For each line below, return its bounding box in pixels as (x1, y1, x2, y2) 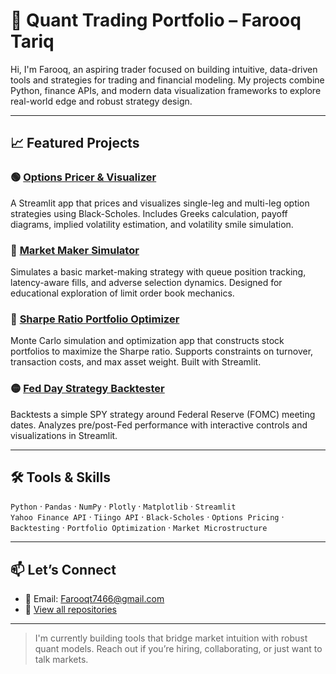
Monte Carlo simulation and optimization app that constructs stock (10, 335, 285, 347)
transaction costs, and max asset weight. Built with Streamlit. (10, 356, 262, 368)
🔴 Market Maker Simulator (10, 243, 140, 257)
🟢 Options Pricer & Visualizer (10, 170, 157, 184)
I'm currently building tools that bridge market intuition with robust (34, 632, 308, 644)
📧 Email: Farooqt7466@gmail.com (24, 593, 165, 605)
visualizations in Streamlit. (10, 429, 118, 441)
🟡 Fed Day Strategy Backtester (10, 382, 165, 396)
